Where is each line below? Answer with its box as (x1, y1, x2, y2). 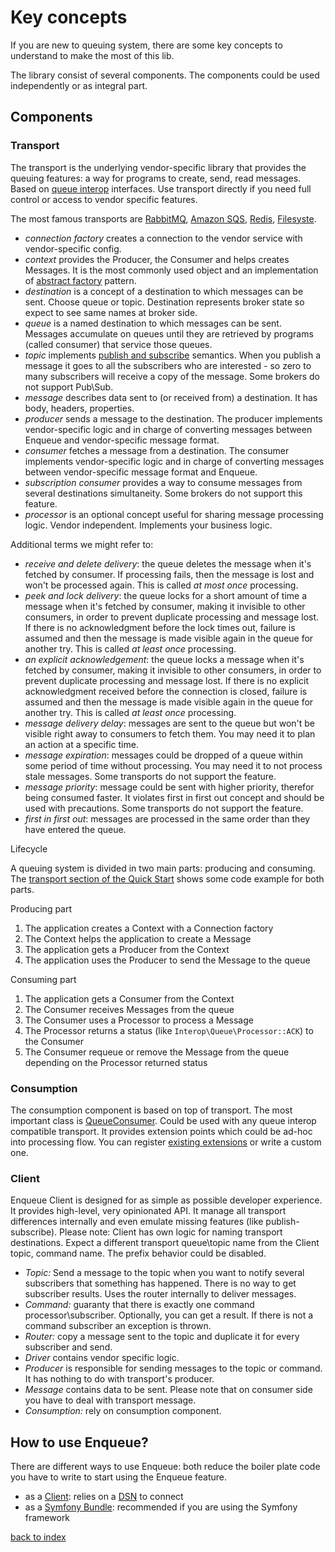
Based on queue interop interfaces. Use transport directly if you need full (10, 182, 312, 195)
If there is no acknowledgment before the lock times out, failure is (24, 621, 296, 633)
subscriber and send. (24, 1341, 113, 1353)
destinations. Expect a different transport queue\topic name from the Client (10, 1237, 320, 1249)
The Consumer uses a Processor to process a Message (24, 1014, 254, 1026)
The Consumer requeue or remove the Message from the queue (24, 1046, 290, 1058)
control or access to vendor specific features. (10, 193, 198, 205)
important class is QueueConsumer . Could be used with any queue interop (10, 1114, 317, 1126)
